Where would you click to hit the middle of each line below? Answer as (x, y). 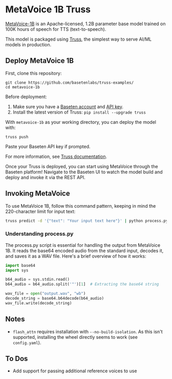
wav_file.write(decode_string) (39, 303)
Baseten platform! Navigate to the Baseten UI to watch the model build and (84, 172)
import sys (17, 270)
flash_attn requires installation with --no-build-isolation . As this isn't (88, 331)
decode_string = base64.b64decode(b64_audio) (55, 299)
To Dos (17, 359)
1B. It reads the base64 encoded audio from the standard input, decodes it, (84, 250)
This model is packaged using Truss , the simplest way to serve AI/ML (79, 39)
